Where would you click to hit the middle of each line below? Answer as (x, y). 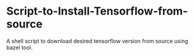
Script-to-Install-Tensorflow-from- (97, 11)
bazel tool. (20, 47)
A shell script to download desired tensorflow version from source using (97, 41)
